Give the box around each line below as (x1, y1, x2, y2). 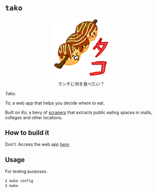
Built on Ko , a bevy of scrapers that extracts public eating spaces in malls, (5, 109, 153, 115)
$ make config (5, 178, 34, 184)
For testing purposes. (5, 169, 48, 175)
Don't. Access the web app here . (5, 141, 71, 147)
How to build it (5, 128, 49, 137)
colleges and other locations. (5, 114, 63, 121)
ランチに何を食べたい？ (57, 81, 105, 87)
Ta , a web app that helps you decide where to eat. (5, 100, 105, 106)
